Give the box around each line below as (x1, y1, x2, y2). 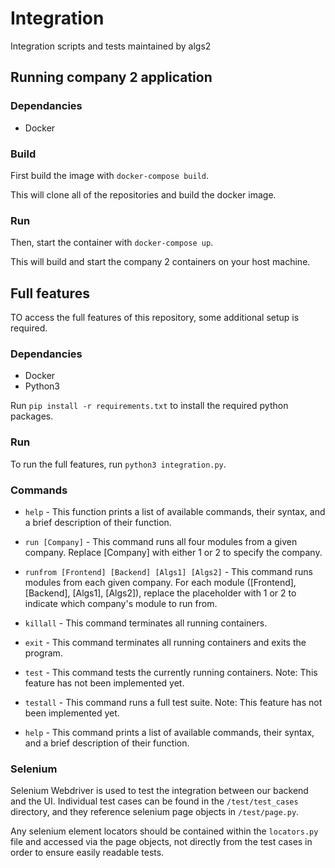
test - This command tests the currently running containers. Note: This (24, 666, 318, 678)
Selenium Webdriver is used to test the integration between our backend (10, 785, 309, 797)
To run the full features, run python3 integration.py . (10, 458, 227, 470)
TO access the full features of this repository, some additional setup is (10, 312, 300, 324)
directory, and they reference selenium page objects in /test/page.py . (10, 806, 300, 818)
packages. (10, 410, 54, 422)
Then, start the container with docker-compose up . (10, 237, 214, 249)
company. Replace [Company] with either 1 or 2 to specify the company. (24, 546, 323, 558)
